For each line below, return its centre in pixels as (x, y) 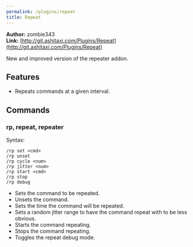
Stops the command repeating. (53, 231)
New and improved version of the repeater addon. (67, 58)
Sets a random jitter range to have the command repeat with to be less (101, 212)
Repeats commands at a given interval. (62, 91)
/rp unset (18, 156)
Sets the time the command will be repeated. (69, 206)
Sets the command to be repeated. (57, 193)
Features (23, 77)
